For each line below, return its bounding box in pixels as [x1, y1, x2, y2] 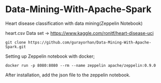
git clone [5, 39, 26, 45]
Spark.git [5, 44, 26, 49]
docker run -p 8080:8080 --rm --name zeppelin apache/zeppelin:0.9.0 [5, 63, 156, 68]
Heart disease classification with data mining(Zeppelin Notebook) [5, 20, 143, 26]
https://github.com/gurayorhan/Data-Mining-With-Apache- [28, 39, 152, 45]
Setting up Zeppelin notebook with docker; [5, 53, 95, 59]
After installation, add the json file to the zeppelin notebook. [5, 72, 131, 78]
